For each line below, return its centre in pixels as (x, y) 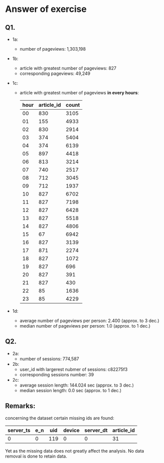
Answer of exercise (46, 9)
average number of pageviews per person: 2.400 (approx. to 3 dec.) (89, 321)
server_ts (19, 430)
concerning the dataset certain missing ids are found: (60, 418)
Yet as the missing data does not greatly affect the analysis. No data (75, 451)
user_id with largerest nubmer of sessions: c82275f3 (74, 369)
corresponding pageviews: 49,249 (55, 73)
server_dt (96, 430)
